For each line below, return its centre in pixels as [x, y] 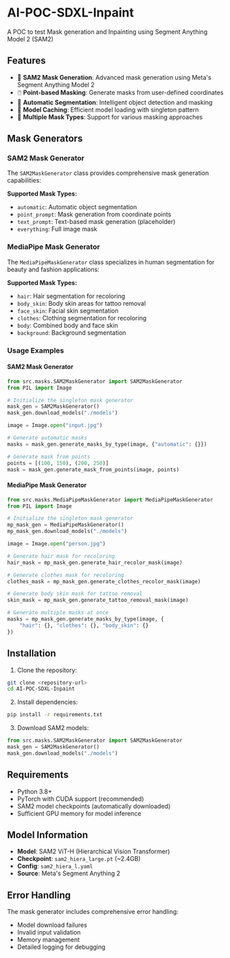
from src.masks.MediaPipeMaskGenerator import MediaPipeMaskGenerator [110, 500]
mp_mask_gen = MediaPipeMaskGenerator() [66, 525]
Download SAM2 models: [53, 728]
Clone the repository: [47, 670]
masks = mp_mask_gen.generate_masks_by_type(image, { [86, 619]
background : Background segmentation [71, 333]
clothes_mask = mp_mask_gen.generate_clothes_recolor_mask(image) [104, 581]
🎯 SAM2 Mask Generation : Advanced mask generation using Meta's [114, 77]
